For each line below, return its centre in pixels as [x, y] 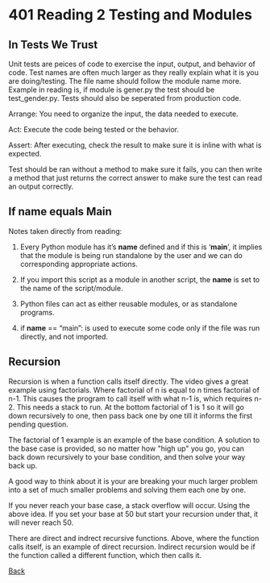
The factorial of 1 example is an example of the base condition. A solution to [134, 439]
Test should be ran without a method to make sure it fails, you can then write [135, 169]
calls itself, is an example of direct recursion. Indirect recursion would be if [132, 547]
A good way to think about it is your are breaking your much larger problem [133, 481]
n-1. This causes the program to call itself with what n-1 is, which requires [131, 398]
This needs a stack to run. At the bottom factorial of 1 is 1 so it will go [130, 407]
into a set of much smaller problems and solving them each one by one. [127, 489]
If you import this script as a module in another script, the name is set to [140, 279]
